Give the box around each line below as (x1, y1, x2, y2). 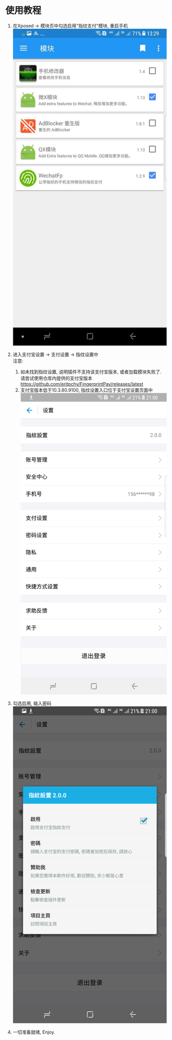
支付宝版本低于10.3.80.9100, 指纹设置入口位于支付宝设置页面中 (20, 387, 153, 393)
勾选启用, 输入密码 (12, 700, 52, 706)
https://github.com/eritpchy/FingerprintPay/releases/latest (20, 381, 143, 387)
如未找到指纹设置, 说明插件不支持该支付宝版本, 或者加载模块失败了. (20, 369, 162, 375)
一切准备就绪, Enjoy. (12, 1029, 55, 1035)
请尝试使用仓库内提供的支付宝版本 (20, 375, 93, 382)
